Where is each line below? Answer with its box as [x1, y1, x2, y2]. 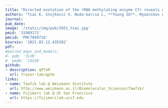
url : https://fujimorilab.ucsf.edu [9, 95, 84, 100]
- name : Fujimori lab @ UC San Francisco [5, 91, 93, 96]
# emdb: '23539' [5, 58, 41, 63]
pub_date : [5, 21, 26, 26]
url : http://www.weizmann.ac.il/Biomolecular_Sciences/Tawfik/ [9, 86, 144, 91]
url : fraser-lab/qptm [9, 72, 55, 77]
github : [5, 63, 21, 68]
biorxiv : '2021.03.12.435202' [5, 40, 68, 45]
